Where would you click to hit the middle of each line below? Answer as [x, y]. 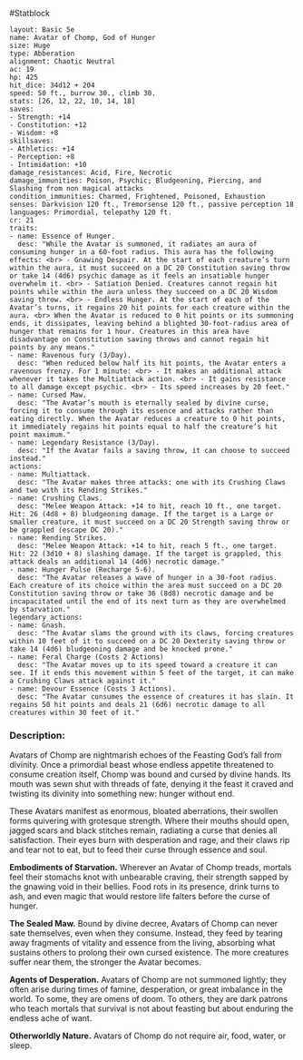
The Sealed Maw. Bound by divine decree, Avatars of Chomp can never [144, 924]
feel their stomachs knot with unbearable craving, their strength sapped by [149, 877]
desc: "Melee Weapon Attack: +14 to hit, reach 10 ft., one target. [150, 506]
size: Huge [30, 45]
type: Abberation [42, 54]
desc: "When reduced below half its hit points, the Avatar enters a [151, 363]
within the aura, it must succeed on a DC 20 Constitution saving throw [150, 268]
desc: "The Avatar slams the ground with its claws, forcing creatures [156, 633]
